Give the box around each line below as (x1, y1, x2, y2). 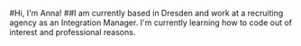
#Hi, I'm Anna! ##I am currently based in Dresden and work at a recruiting (9, 8, 284, 18)
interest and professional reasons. (9, 27, 136, 37)
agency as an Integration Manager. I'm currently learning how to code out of (9, 17, 293, 28)
